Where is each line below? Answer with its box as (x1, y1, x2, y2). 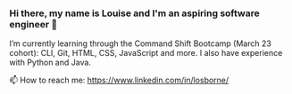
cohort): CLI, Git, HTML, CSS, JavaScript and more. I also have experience (9, 48, 283, 59)
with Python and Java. (9, 57, 92, 68)
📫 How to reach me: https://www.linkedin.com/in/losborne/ (9, 74, 229, 86)
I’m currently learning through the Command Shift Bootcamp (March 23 (9, 38, 272, 49)
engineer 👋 (9, 18, 58, 30)
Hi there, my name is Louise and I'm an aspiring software (9, 7, 261, 20)
